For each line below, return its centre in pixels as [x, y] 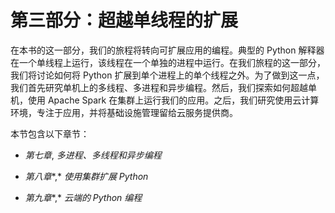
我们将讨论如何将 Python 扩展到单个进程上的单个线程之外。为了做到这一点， [167, 75]
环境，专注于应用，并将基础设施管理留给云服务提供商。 [124, 112]
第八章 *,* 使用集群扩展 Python [86, 176]
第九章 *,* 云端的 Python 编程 [83, 197]
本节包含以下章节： [50, 133]
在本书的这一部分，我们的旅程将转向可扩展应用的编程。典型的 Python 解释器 [167, 50]
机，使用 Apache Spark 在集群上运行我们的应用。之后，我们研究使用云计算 [165, 100]
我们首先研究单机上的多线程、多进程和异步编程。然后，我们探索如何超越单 [163, 87]
